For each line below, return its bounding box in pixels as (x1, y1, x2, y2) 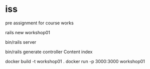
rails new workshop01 (5, 29, 50, 35)
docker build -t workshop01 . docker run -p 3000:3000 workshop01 (5, 58, 145, 64)
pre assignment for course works (5, 20, 74, 26)
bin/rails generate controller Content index (5, 49, 93, 55)
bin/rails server (5, 39, 37, 45)
